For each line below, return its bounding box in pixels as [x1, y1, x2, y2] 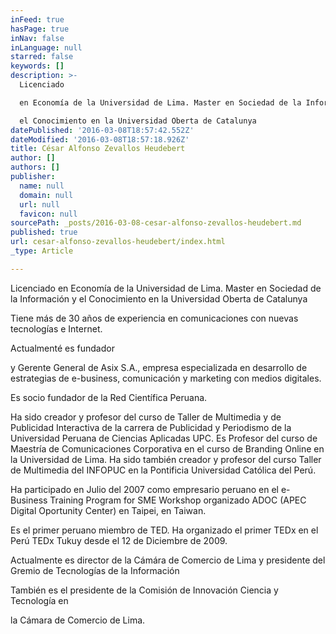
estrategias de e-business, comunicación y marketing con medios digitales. [10, 372, 322, 384]
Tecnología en [10, 594, 69, 606]
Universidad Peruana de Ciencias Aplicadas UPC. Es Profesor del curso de [10, 432, 318, 444]
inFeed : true [10, 14, 65, 25]
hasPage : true [10, 24, 70, 34]
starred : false [10, 52, 74, 62]
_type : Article [10, 246, 74, 256]
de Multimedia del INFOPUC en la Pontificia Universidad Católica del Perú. [10, 464, 317, 476]
